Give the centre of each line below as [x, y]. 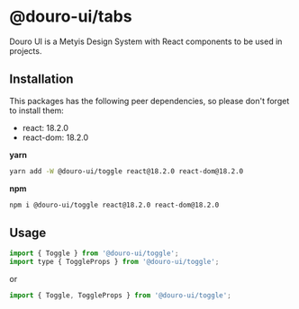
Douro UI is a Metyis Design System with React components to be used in [146, 41]
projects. [26, 50]
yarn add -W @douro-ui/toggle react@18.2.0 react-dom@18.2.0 [127, 171]
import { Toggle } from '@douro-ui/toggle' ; [94, 253]
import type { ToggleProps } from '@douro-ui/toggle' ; [114, 262]
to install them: [37, 110]
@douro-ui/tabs [71, 17]
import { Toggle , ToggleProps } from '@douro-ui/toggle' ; [120, 296]
